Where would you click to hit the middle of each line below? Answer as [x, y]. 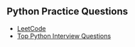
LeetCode [31, 28]
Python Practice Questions [67, 12]
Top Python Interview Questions [64, 36]
